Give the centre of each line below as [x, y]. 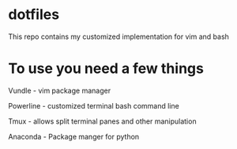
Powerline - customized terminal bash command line [94, 105]
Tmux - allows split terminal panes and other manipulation [102, 121]
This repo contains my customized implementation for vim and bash [118, 36]
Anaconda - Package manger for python [74, 136]
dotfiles [34, 15]
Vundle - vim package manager [60, 90]
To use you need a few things [106, 69]
